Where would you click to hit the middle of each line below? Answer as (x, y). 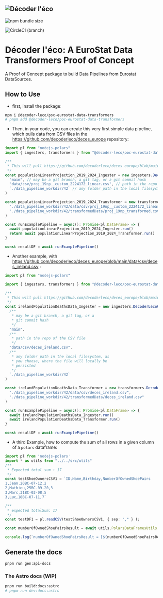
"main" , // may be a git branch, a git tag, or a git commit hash (78, 179)
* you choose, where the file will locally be (59, 361)
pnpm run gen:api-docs (28, 563)
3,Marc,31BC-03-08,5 (26, 493)
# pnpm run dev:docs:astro (32, 591)
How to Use (23, 94)
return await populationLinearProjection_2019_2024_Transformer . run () (82, 234)
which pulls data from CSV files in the (49, 134)
